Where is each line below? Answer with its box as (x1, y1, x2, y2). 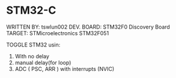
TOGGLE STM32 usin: (6, 41, 61, 48)
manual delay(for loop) (14, 59, 71, 66)
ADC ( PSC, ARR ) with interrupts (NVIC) (14, 65, 115, 72)
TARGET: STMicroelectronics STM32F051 (6, 29, 109, 36)
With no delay (14, 52, 50, 60)
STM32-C (6, 4, 56, 17)
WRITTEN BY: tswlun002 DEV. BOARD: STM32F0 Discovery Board (6, 23, 170, 30)
